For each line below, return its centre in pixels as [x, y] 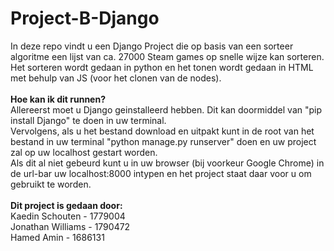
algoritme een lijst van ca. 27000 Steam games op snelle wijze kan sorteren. [167, 56]
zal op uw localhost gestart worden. [84, 152]
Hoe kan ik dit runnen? [58, 99]
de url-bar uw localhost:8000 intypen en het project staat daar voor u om [161, 173]
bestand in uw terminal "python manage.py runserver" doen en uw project [163, 141]
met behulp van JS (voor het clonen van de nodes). [116, 78]
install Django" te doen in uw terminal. [88, 120]
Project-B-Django [85, 18]
